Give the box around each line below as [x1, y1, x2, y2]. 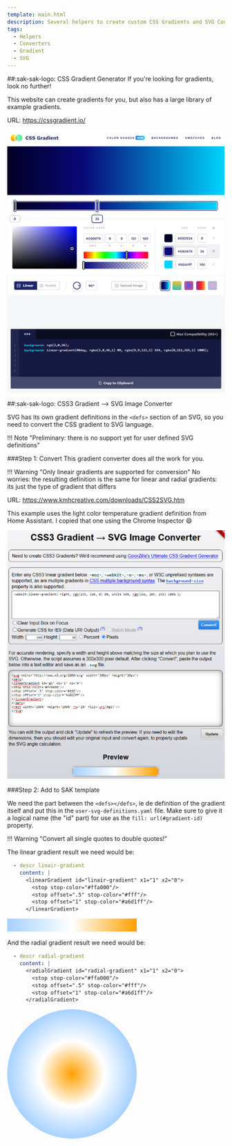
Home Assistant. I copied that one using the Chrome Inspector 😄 [7, 516, 193, 525]
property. [7, 822, 34, 830]
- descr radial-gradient [13, 953, 85, 960]
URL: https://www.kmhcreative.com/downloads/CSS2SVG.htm [7, 496, 185, 504]
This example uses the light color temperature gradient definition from [7, 509, 207, 518]
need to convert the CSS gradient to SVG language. [7, 420, 154, 429]
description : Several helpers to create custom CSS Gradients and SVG [7, 18, 215, 26]
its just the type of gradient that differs [7, 483, 117, 491]
